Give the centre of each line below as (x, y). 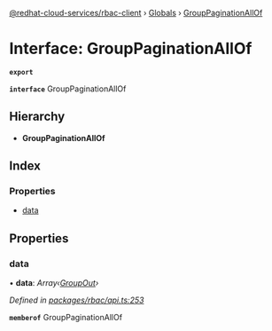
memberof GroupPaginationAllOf (66, 318)
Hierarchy (37, 117)
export (21, 72)
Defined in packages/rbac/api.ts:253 (77, 300)
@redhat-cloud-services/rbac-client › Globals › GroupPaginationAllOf (136, 13)
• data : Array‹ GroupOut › (54, 283)
